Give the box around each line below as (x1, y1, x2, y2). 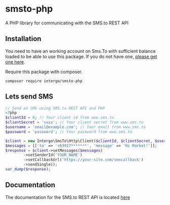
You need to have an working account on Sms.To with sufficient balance (5, 48, 156, 54)
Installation (5, 35, 41, 43)
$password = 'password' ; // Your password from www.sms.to (5, 129, 133, 134)
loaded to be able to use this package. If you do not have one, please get (5, 53, 157, 59)
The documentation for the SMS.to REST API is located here (5, 194, 131, 200)
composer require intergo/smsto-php (5, 78, 82, 84)
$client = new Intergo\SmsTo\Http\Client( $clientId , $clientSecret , (5, 138, 153, 144)
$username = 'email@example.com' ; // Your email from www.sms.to (5, 125, 146, 130)
